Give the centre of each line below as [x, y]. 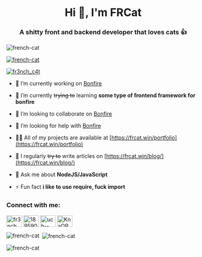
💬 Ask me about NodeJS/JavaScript [61, 175]
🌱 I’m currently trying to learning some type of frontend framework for [105, 95]
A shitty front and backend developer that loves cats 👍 [103, 32]
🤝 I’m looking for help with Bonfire [58, 126]
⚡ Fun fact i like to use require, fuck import [70, 187]
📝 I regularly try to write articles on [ [61, 156]
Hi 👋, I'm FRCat [103, 13]
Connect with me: [33, 205]
